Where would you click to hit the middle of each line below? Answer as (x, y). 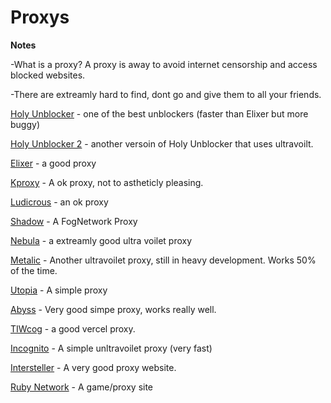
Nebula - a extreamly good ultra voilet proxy (101, 240)
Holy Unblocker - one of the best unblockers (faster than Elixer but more (159, 113)
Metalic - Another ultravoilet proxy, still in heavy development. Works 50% (163, 260)
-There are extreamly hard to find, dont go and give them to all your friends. (166, 94)
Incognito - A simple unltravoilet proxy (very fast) (111, 348)
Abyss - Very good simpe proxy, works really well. (113, 309)
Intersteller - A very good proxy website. (93, 367)
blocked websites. (48, 75)
